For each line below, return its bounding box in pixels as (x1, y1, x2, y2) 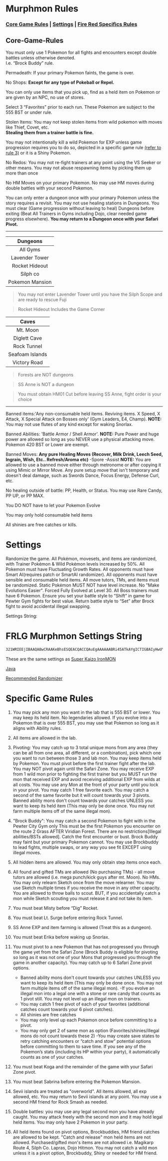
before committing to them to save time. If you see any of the (20, 1043, 146, 1049)
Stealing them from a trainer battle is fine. (5, 129, 94, 135)
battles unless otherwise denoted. (5, 54, 76, 60)
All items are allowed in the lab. (12, 735, 77, 741)
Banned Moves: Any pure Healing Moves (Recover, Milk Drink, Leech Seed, (5, 451, 163, 457)
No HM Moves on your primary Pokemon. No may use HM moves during (5, 180, 154, 186)
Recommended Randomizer (5, 675, 63, 681)
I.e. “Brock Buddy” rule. (5, 60, 54, 66)
